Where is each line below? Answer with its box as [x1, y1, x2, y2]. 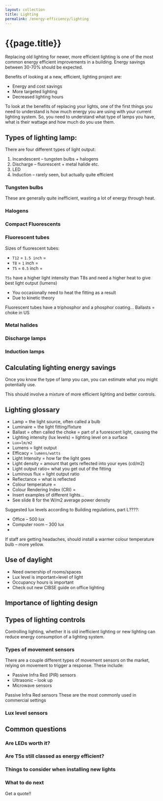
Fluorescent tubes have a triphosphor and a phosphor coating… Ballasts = [5, 304, 155, 310]
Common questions [5, 725, 67, 733]
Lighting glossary [5, 405, 60, 414]
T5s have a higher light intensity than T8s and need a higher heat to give [5, 274, 151, 281]
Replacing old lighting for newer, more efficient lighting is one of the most [5, 54, 154, 60]
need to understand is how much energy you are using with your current [5, 109, 152, 115]
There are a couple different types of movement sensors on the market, [5, 657, 150, 663]
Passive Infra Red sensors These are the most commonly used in [5, 692, 136, 698]
